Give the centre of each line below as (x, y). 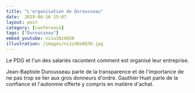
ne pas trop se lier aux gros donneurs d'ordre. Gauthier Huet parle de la (92, 78)
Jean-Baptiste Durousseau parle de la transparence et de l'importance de (95, 71)
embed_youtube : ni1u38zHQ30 (40, 38)
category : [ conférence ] (35, 28)
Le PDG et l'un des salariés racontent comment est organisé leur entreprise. (97, 60)
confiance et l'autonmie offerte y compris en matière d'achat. (80, 84)
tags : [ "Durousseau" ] (32, 33)
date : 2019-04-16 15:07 (36, 17)
